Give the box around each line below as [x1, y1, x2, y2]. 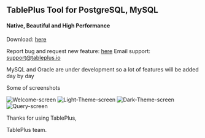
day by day [6, 72, 35, 79]
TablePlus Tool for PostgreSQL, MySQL [6, 5, 158, 15]
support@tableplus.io [6, 54, 61, 61]
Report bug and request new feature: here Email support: [6, 47, 150, 54]
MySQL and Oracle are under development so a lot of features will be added [6, 65, 199, 73]
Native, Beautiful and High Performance [6, 21, 110, 29]
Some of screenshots [6, 84, 61, 91]
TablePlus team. [6, 126, 47, 133]
